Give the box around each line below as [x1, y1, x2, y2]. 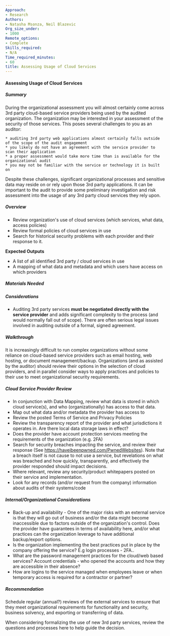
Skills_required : [5, 45, 42, 50]
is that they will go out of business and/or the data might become [12, 514, 149, 521]
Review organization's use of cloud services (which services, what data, [12, 217, 164, 223]
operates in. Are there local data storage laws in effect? [12, 425, 128, 431]
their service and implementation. [12, 474, 83, 480]
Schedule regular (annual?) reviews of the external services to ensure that [5, 598, 160, 604]
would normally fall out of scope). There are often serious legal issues [12, 317, 159, 323]
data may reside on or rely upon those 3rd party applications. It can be [5, 181, 153, 187]
